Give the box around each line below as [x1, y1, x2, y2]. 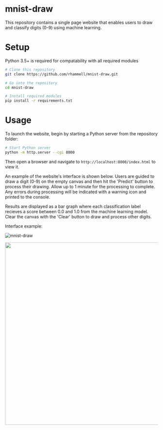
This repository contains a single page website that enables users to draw [5, 19, 153, 25]
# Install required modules [5, 94, 62, 99]
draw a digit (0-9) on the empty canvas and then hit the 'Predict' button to [5, 179, 153, 184]
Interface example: [5, 223, 43, 229]
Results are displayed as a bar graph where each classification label [5, 203, 141, 209]
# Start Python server [5, 145, 51, 150]
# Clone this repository [5, 67, 55, 72]
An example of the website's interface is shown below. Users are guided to [5, 173, 155, 179]
